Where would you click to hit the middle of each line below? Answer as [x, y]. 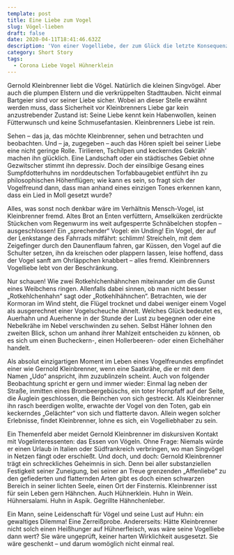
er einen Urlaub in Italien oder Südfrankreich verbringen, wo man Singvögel [116, 448]
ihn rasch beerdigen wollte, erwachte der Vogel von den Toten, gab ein [109, 405]
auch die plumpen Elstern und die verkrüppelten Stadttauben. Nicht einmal [114, 93]
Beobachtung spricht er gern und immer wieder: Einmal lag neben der [107, 383]
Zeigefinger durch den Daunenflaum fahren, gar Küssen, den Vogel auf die [114, 245]
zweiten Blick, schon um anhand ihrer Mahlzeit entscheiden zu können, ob [114, 333]
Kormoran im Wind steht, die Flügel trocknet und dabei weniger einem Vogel [117, 303]
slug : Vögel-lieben [36, 26]
